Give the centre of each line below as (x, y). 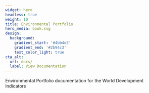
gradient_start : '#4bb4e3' (43, 43)
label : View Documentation (38, 66)
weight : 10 (17, 19)
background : (22, 38)
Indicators (16, 86)
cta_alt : (14, 57)
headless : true (21, 15)
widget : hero (19, 10)
